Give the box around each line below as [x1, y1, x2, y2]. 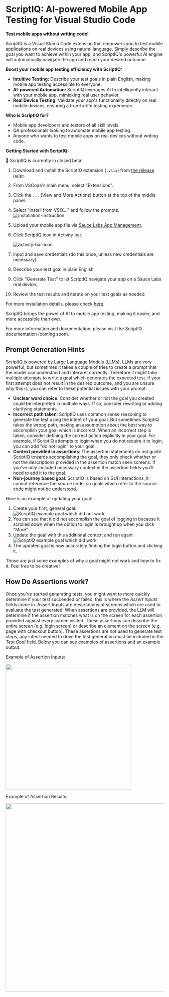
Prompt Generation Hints [6, 345, 85, 354]
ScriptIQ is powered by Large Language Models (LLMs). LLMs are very [6, 359, 152, 365]
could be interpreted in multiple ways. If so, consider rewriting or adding [13, 400, 162, 406]
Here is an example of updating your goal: [6, 495, 92, 501]
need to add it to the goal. [13, 470, 67, 476]
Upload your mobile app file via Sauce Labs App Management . [13, 222, 142, 228]
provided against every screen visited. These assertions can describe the [6, 617, 157, 623]
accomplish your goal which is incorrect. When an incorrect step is [13, 427, 151, 433]
